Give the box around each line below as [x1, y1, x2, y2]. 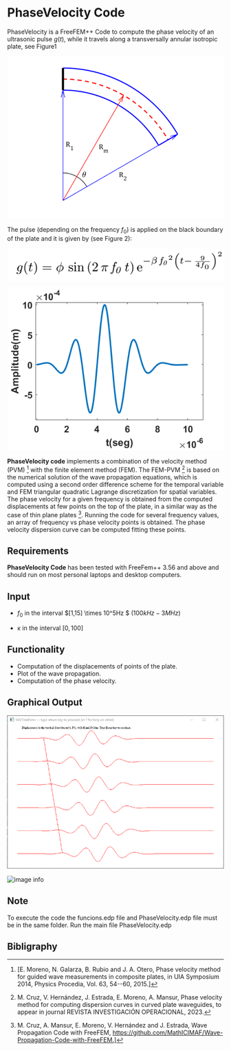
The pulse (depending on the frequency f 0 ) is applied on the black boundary [7, 225, 223, 235]
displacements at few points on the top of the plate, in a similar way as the [7, 502, 217, 510]
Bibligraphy [7, 940, 58, 952]
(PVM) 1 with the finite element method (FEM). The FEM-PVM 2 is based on [7, 464, 220, 474]
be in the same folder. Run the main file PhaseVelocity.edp [7, 920, 172, 929]
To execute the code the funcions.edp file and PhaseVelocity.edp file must [7, 913, 218, 922]
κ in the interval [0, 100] [16, 624, 84, 632]
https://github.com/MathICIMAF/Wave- [112, 1028, 223, 1037]
